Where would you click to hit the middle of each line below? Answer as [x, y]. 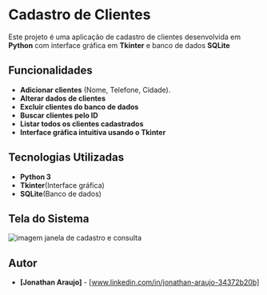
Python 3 [36, 177]
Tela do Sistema [49, 219]
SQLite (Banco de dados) [61, 193]
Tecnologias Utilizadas [66, 157]
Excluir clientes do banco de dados [79, 106]
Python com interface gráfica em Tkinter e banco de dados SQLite [119, 45]
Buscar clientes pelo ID [59, 115]
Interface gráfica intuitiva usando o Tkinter [93, 132]
